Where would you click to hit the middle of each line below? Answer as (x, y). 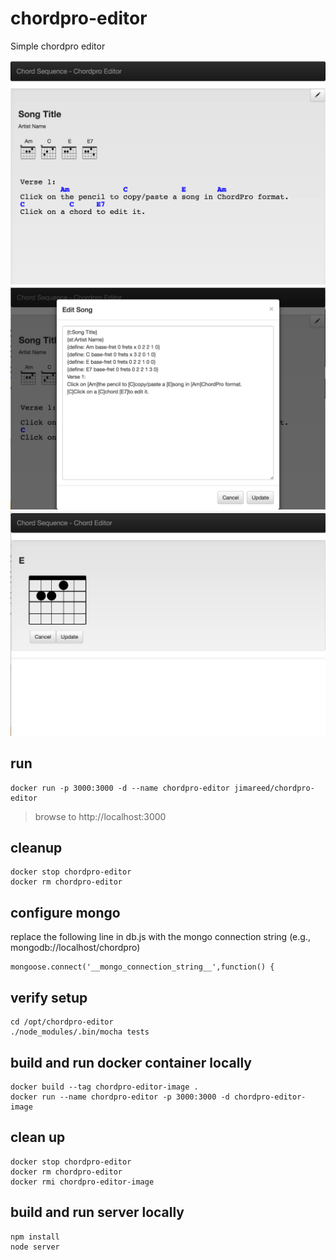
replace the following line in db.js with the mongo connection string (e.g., (160, 937)
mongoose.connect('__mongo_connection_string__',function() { (142, 967)
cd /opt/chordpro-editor (62, 1022)
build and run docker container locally (131, 1062)
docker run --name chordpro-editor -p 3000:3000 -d (120, 1097)
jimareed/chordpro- (274, 788)
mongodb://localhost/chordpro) (75, 948)
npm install (35, 1237)
